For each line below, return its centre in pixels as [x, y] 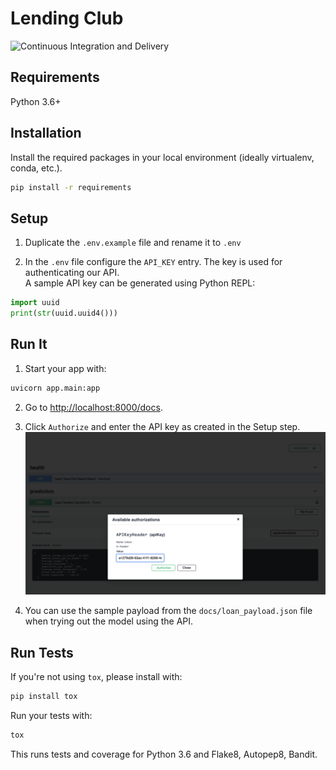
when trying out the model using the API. [109, 621]
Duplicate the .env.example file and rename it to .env [133, 243]
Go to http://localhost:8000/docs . [93, 407]
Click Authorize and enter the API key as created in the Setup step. [162, 426]
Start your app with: [65, 368]
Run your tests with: [51, 716]
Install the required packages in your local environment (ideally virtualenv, [162, 157]
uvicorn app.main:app [55, 388]
